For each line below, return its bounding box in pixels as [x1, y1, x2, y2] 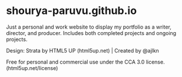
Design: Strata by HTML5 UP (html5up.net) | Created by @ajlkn [6, 47, 159, 54]
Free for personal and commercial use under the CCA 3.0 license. [6, 58, 165, 65]
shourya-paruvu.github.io [6, 4, 137, 17]
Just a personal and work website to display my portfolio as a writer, [6, 23, 172, 30]
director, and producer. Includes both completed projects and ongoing [6, 29, 177, 36]
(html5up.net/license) [6, 64, 58, 71]
